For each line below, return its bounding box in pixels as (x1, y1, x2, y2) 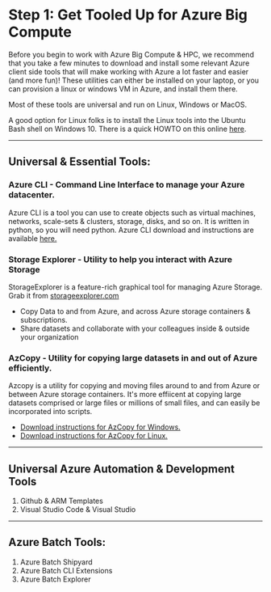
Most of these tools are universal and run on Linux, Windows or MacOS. (8, 99, 248, 109)
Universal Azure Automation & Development (8, 462, 236, 476)
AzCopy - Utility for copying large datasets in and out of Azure (8, 352, 258, 363)
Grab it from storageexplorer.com (8, 290, 119, 300)
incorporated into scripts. (8, 407, 93, 417)
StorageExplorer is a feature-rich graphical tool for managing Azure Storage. (8, 281, 263, 292)
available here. (8, 233, 57, 243)
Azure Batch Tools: (8, 535, 106, 549)
